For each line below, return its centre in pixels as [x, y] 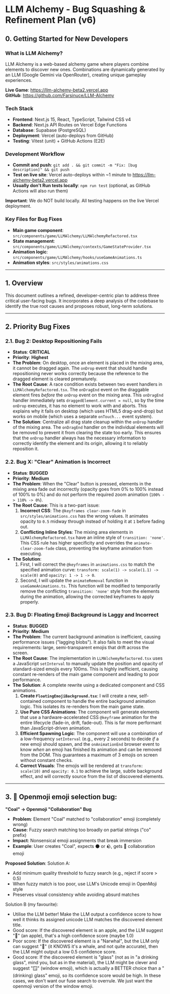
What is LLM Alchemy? [34, 53]
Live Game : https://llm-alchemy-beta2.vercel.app [57, 90]
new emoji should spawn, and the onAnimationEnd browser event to [90, 744]
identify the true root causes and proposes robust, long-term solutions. [79, 306]
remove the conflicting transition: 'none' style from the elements [90, 591]
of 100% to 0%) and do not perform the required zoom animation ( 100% [86, 494]
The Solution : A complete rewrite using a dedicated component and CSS [89, 685]
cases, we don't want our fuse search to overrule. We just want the [82, 981]
